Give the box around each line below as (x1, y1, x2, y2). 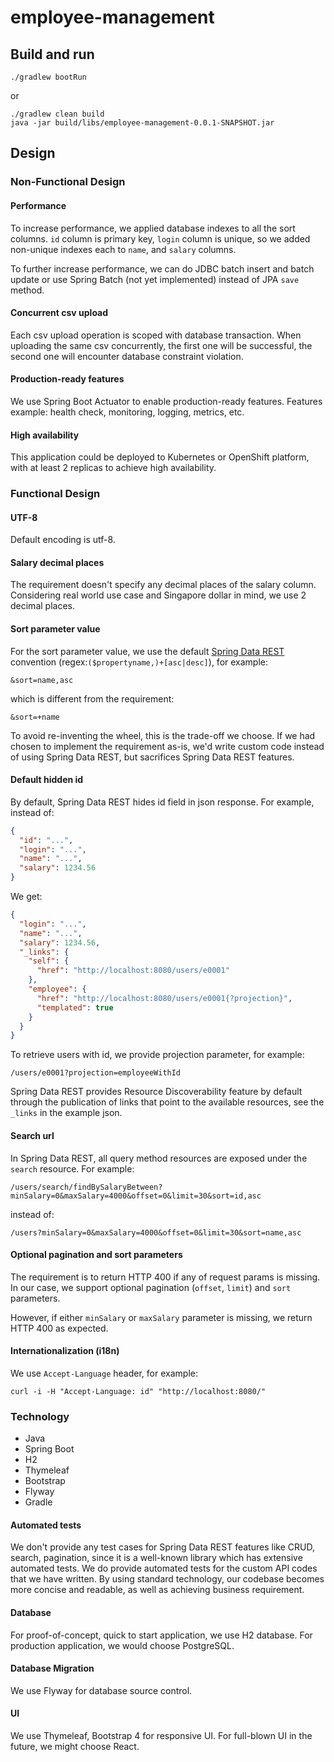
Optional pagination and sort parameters (10, 1249, 183, 1261)
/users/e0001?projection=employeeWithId (10, 1068, 182, 1078)
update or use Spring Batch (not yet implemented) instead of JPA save (10, 273, 300, 285)
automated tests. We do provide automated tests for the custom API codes (10, 1562, 318, 1575)
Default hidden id (10, 774, 84, 786)
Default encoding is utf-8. (10, 534, 116, 546)
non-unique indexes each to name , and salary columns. (10, 243, 237, 255)
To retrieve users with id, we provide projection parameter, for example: (10, 1049, 305, 1061)
